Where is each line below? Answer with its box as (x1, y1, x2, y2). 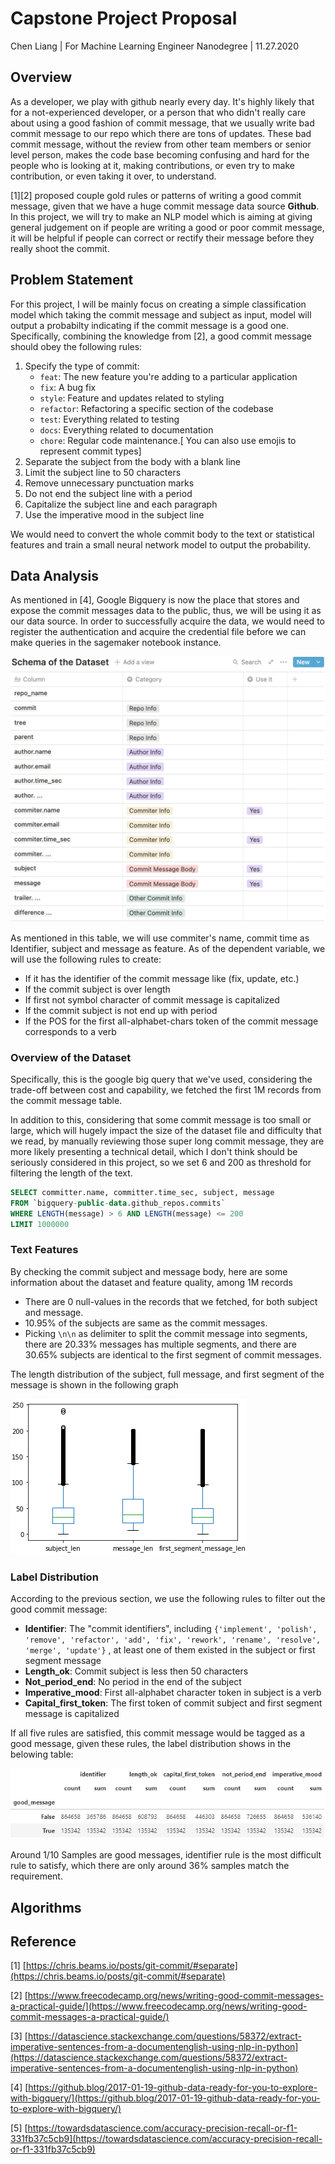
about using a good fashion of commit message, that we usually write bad (10, 117, 315, 129)
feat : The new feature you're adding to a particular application (39, 370, 298, 382)
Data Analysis (10, 567, 100, 584)
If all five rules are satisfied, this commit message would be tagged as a (10, 1727, 306, 1739)
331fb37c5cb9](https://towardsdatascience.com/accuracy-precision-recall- (10, 2133, 323, 2145)
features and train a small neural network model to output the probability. (10, 538, 311, 551)
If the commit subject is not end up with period (24, 1004, 218, 1016)
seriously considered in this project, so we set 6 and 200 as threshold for (10, 1156, 312, 1168)
